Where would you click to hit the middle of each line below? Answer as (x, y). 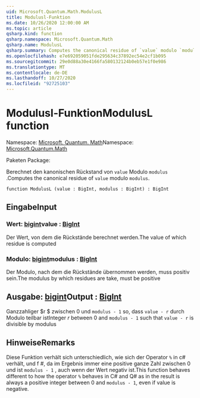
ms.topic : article (29, 28)
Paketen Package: (28, 160)
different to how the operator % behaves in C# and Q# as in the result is (93, 376)
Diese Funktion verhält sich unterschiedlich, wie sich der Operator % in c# (96, 357)
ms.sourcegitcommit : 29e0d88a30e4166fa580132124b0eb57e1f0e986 (86, 61)
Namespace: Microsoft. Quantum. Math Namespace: (70, 142)
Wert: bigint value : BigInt (43, 224)
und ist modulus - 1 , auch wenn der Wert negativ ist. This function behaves (98, 369)
